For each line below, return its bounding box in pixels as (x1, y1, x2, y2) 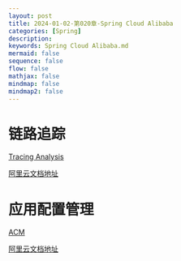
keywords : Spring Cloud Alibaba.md (8, 42, 129, 50)
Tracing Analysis (8, 152, 64, 162)
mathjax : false (8, 72, 60, 80)
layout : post (8, 11, 53, 20)
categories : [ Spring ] (8, 27, 82, 35)
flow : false (8, 65, 49, 73)
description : (8, 34, 53, 43)
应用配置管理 (8, 200, 95, 219)
